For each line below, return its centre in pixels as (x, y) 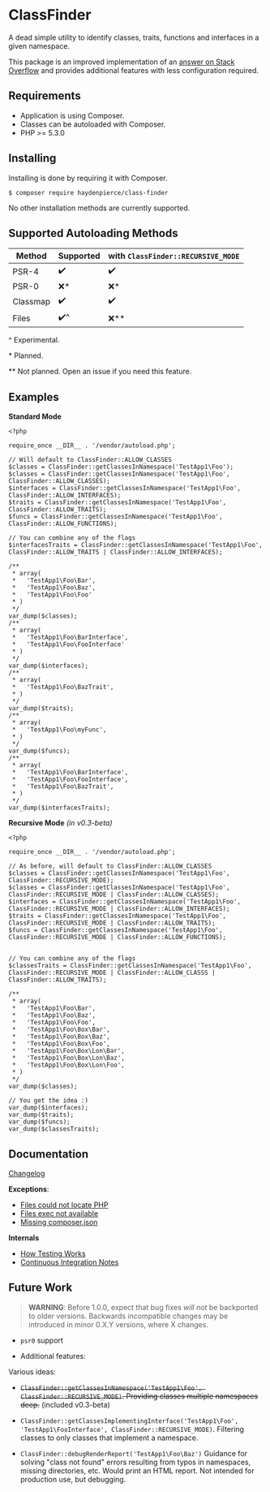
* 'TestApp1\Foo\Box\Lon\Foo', (69, 1065)
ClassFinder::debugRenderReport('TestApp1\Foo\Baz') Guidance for (134, 1453)
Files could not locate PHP (64, 1205)
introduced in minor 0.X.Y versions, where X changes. (118, 1324)
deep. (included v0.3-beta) (65, 1404)
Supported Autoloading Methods (93, 233)
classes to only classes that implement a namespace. (109, 1438)
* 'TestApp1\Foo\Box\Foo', (61, 1044)
